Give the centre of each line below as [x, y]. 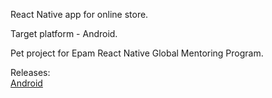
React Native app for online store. [79, 14]
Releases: [30, 72]
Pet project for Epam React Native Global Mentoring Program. [137, 53]
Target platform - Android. [64, 33]
